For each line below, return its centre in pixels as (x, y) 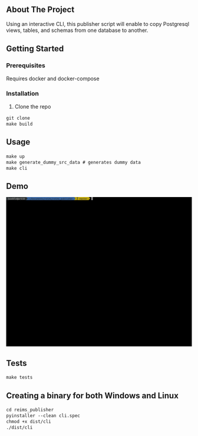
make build (19, 124)
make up (16, 156)
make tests (19, 378)
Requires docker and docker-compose (53, 78)
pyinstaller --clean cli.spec (43, 416)
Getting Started (35, 49)
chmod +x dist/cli (29, 422)
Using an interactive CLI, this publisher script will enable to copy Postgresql (98, 24)
